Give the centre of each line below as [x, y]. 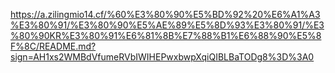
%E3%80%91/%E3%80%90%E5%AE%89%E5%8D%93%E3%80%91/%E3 [167, 25]
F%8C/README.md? [53, 46]
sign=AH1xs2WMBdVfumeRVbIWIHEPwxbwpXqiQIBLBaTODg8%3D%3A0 [162, 57]
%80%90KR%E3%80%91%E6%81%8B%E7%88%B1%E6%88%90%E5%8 [166, 35]
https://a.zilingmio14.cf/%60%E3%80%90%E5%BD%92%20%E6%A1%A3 [165, 14]
